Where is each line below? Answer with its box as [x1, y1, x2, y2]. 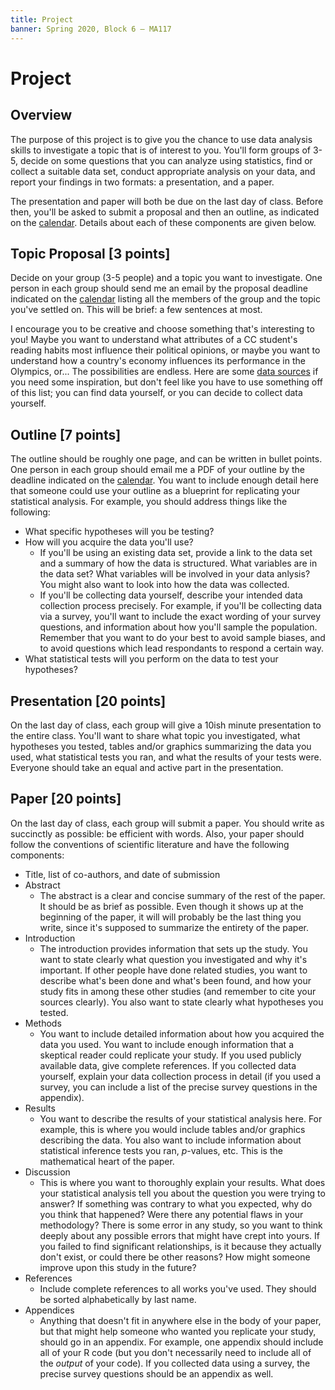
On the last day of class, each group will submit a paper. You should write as [10, 817, 325, 829]
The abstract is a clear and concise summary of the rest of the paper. [39, 889, 326, 901]
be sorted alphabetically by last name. [39, 1293, 197, 1305]
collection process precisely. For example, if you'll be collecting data [39, 600, 323, 612]
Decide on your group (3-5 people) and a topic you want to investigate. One [10, 272, 323, 284]
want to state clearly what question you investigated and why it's [39, 953, 308, 965]
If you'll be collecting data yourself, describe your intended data [39, 589, 303, 601]
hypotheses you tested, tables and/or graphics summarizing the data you [10, 740, 312, 752]
